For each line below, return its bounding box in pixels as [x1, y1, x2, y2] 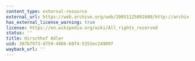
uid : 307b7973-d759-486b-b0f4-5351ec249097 [6, 41, 114, 47]
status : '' [6, 30, 33, 36]
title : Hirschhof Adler [6, 35, 64, 41]
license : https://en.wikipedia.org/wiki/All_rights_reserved [6, 24, 158, 31]
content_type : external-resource [6, 8, 88, 15]
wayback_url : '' [6, 46, 46, 52]
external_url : [6, 14, 41, 20]
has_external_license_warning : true [6, 19, 95, 25]
